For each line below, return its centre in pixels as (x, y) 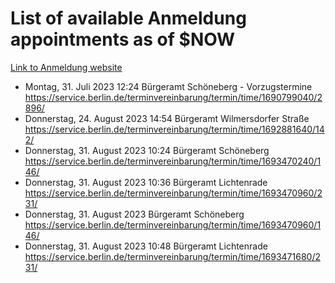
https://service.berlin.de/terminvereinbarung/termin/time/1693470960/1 (173, 224)
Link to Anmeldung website (66, 67)
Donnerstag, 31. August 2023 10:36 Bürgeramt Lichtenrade (146, 182)
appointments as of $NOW (123, 39)
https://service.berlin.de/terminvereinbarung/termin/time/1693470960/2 (173, 193)
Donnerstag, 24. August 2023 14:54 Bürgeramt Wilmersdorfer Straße (167, 118)
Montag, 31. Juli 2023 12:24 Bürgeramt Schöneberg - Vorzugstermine (168, 86)
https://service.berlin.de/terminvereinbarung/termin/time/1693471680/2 (172, 256)
